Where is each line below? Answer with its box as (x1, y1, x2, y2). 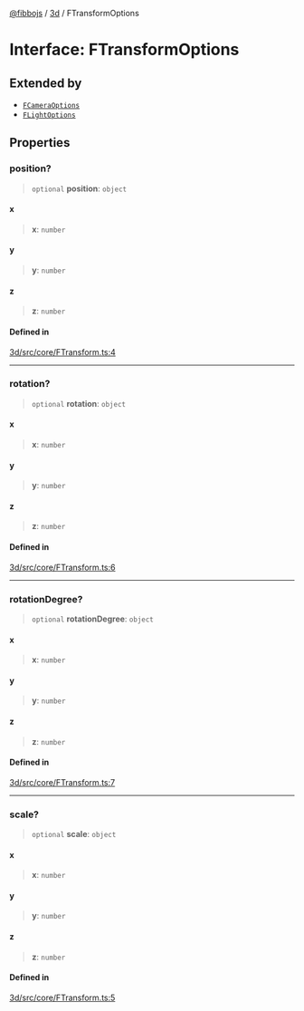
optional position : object (31, 183, 128, 194)
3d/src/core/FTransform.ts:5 (9, 992, 116, 1003)
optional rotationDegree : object (31, 613, 154, 624)
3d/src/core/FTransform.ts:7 (9, 776, 116, 787)
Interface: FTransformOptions (9, 40, 240, 60)
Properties (9, 135, 71, 150)
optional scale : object (31, 829, 117, 840)
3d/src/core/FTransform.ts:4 (9, 346, 116, 357)
